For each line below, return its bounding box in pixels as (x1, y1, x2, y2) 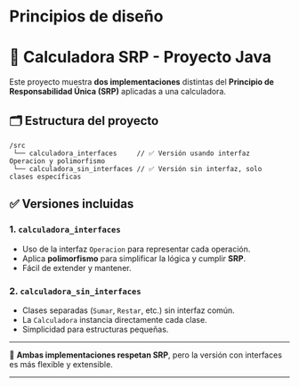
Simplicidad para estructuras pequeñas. (21, 324, 169, 334)
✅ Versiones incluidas (9, 196, 134, 211)
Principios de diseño (9, 6, 164, 27)
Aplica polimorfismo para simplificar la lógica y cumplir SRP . (21, 252, 246, 264)
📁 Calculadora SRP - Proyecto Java (9, 47, 271, 68)
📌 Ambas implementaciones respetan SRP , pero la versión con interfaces (9, 350, 283, 360)
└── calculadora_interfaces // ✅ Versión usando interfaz (12, 149, 251, 158)
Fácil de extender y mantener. (21, 262, 132, 273)
